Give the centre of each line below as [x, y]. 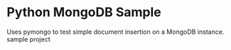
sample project [28, 39]
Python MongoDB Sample [84, 12]
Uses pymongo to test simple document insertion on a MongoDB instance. [116, 32]
